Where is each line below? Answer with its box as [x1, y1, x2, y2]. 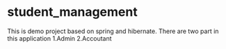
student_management [7, 4, 138, 20]
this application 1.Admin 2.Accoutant [7, 34, 113, 42]
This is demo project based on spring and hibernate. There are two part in [7, 27, 219, 35]
